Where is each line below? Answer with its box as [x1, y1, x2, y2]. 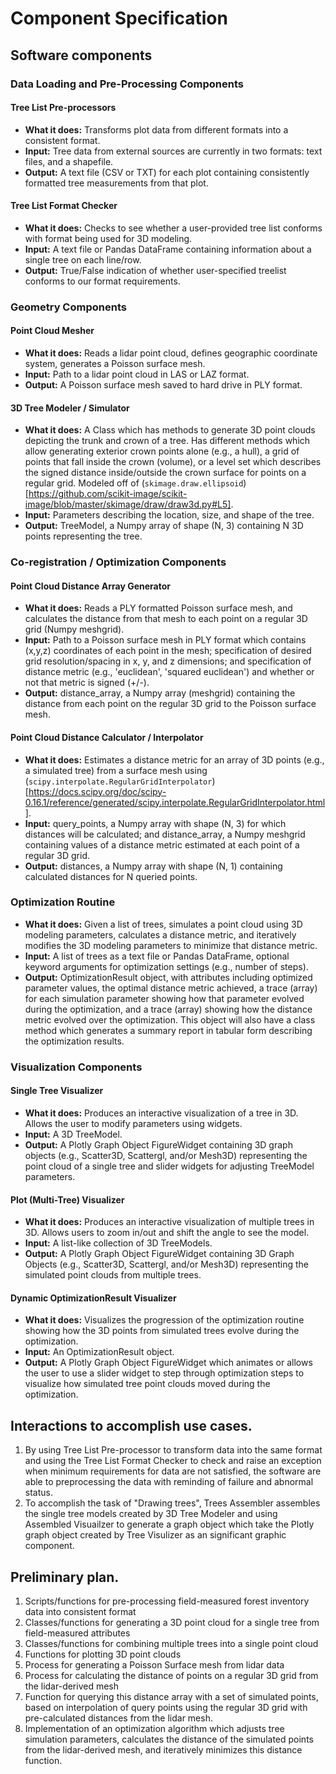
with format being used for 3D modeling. [24, 232, 193, 244]
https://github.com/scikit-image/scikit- [28, 488, 188, 500]
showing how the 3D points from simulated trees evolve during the [24, 1325, 300, 1337]
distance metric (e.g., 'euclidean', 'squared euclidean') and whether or [24, 666, 315, 678]
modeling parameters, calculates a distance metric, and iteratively [24, 928, 297, 941]
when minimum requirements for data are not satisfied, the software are [24, 1465, 322, 1477]
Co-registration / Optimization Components [10, 555, 227, 569]
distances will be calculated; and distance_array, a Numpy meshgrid [24, 828, 306, 840]
